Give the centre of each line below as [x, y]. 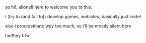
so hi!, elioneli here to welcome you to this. [49, 7]
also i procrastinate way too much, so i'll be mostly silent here [68, 26]
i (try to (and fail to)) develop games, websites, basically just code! [73, 16]
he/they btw [17, 35]
